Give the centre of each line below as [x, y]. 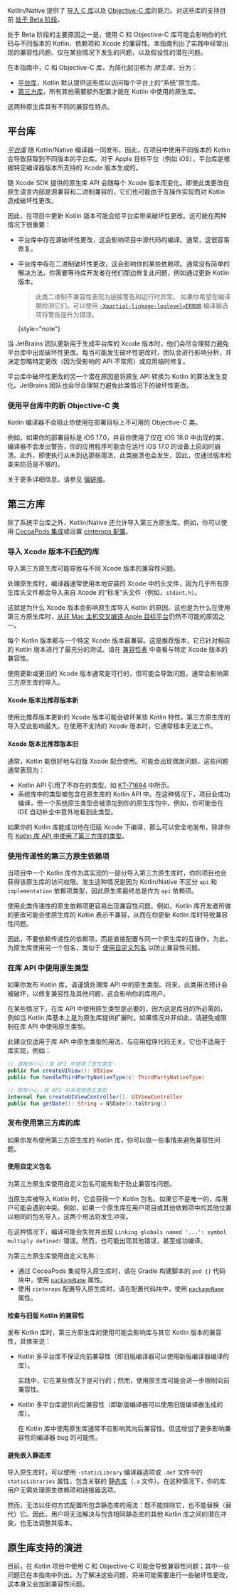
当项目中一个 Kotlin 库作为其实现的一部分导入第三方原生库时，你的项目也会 [117, 873]
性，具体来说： [29, 1341]
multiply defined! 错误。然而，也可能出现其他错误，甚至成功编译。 [107, 1240]
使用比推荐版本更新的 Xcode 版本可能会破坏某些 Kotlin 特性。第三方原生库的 [119, 717]
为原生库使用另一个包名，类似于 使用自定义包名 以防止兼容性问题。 [106, 947]
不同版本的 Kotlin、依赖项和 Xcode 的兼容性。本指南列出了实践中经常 [121, 43]
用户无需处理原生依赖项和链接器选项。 [63, 1490]
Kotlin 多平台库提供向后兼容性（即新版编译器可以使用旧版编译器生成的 [120, 1405]
